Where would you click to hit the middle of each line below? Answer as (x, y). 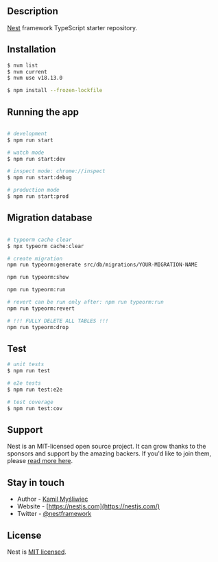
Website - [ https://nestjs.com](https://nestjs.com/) (88, 506)
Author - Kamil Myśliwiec (52, 499)
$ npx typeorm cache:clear (46, 246)
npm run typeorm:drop (38, 327)
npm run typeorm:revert (41, 308)
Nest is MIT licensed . (37, 552)
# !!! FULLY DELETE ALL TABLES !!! (58, 321)
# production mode (33, 190)
